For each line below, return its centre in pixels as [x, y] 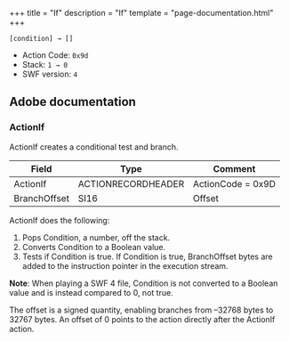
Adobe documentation [72, 102]
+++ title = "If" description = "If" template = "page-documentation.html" [141, 13]
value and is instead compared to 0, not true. [91, 292]
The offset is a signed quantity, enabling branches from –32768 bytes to [141, 310]
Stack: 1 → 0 [45, 65]
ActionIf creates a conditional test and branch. [94, 147]
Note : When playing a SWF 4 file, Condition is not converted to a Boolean [144, 283]
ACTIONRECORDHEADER [131, 183]
